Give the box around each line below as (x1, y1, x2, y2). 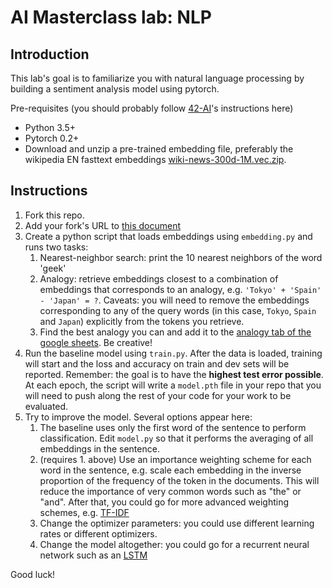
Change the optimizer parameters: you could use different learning (39, 517, 315, 529)
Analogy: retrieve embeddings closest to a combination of (39, 272, 279, 285)
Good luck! (10, 568, 56, 580)
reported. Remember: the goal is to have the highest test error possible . (24, 368, 324, 380)
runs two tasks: (24, 241, 89, 253)
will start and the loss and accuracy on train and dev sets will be (24, 357, 290, 370)
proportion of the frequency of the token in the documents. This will (39, 474, 320, 486)
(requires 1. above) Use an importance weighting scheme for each (39, 453, 312, 465)
